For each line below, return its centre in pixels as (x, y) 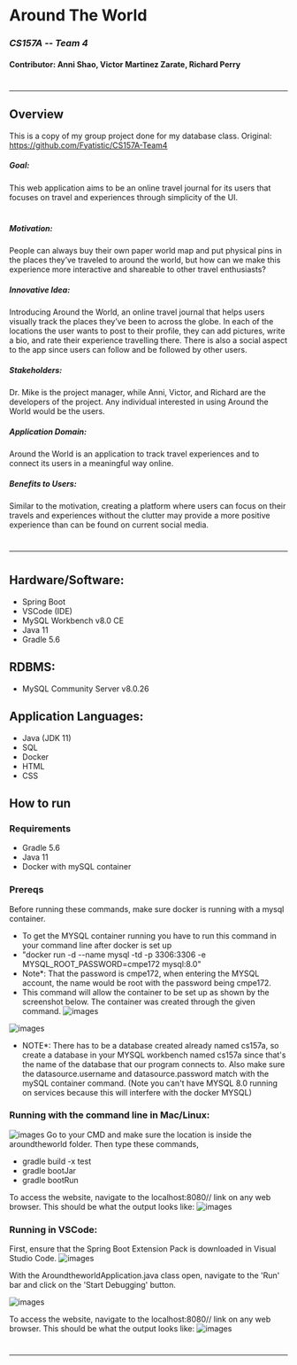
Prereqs (27, 890)
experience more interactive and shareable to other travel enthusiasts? (138, 269)
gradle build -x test (56, 1161)
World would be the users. (57, 411)
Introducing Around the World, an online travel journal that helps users (137, 312)
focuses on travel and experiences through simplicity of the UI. (124, 197)
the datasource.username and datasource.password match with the (145, 1073)
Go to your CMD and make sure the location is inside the (149, 1135)
